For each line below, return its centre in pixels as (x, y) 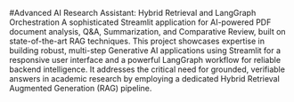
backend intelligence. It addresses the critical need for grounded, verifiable (147, 69)
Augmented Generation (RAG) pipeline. (81, 88)
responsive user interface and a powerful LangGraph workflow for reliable (145, 60)
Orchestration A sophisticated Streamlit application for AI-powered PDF (140, 22)
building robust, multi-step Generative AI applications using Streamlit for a (145, 51)
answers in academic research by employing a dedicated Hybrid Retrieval (145, 78)
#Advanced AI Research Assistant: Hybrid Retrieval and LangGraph (133, 13)
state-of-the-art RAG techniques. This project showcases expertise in (137, 41)
